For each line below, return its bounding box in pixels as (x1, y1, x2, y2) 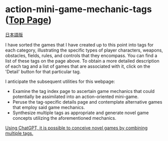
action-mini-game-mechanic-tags (5, 4, 152, 15)
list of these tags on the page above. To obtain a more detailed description (5, 58, 160, 64)
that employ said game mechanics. (12, 104, 85, 110)
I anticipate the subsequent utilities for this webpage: (5, 78, 115, 84)
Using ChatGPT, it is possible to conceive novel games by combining (5, 125, 148, 131)
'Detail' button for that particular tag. (5, 68, 81, 74)
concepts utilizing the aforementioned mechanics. (12, 115, 117, 121)
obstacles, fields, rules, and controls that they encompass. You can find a (5, 52, 157, 59)
